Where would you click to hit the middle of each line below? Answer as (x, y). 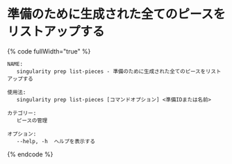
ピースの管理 (32, 120)
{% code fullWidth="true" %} (49, 51)
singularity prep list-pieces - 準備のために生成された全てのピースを (111, 71)
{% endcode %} (30, 154)
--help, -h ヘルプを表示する (56, 141)
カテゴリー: (22, 113)
